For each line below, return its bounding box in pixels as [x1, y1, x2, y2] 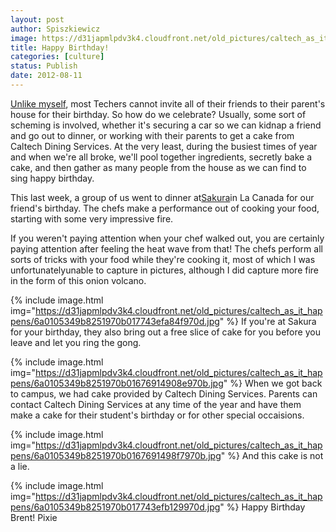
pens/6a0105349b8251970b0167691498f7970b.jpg [10, 449, 222, 461]
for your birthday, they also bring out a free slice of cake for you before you [10, 326, 321, 338]
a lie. [10, 460, 30, 472]
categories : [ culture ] [10, 52, 105, 62]
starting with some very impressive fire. [10, 212, 174, 225]
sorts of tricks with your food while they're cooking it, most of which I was [10, 253, 316, 265]
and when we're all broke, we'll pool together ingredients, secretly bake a [10, 151, 313, 163]
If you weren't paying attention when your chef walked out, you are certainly [10, 232, 325, 244]
